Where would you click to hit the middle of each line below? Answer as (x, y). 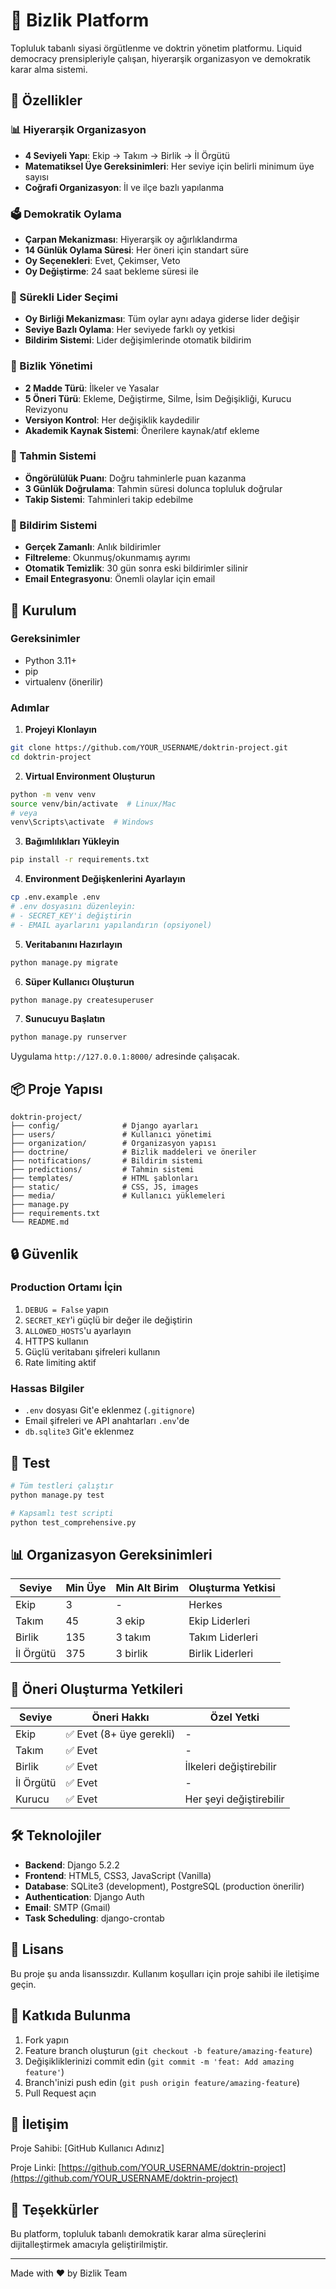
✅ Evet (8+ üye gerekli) (120, 1734)
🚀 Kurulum (43, 610)
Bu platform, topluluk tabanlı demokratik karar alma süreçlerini (138, 2234)
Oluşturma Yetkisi (232, 1588)
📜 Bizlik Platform (80, 20)
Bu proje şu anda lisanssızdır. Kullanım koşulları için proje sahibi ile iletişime (165, 1973)
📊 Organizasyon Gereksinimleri (111, 1554)
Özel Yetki (234, 1717)
